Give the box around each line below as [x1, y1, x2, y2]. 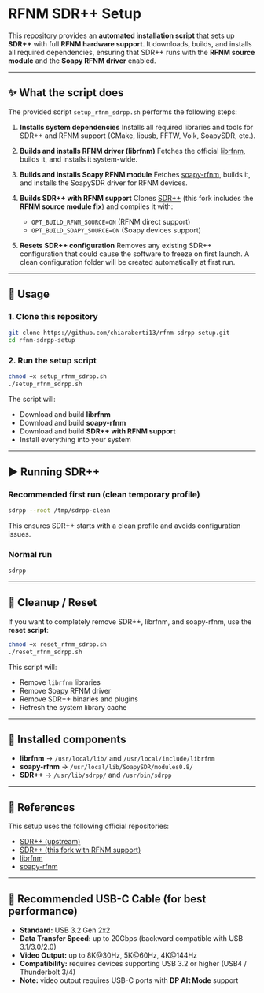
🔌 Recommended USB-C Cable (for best [8, 892, 207, 906]
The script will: [8, 395, 57, 404]
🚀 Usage [8, 288, 49, 301]
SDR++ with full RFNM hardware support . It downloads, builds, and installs [8, 39, 253, 48]
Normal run [8, 549, 53, 560]
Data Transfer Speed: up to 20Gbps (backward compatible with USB [19, 933, 244, 943]
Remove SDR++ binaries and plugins [19, 694, 139, 704]
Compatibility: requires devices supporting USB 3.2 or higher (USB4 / [19, 958, 247, 968]
